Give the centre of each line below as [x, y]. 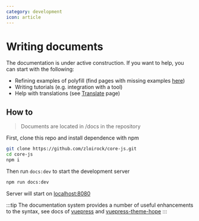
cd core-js [20, 154]
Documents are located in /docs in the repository [80, 127]
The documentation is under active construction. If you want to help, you [95, 63]
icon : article [24, 17]
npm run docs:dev [28, 182]
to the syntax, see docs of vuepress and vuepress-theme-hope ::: [87, 211]
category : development [34, 12]
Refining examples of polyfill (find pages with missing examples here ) [100, 81]
